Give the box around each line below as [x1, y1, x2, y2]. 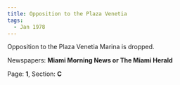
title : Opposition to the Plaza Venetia [7, 10, 128, 18]
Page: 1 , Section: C [7, 70, 62, 78]
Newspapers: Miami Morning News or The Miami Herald [7, 56, 174, 65]
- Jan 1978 [13, 23, 46, 30]
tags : [7, 17, 23, 24]
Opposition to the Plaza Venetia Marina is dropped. [7, 43, 155, 51]
